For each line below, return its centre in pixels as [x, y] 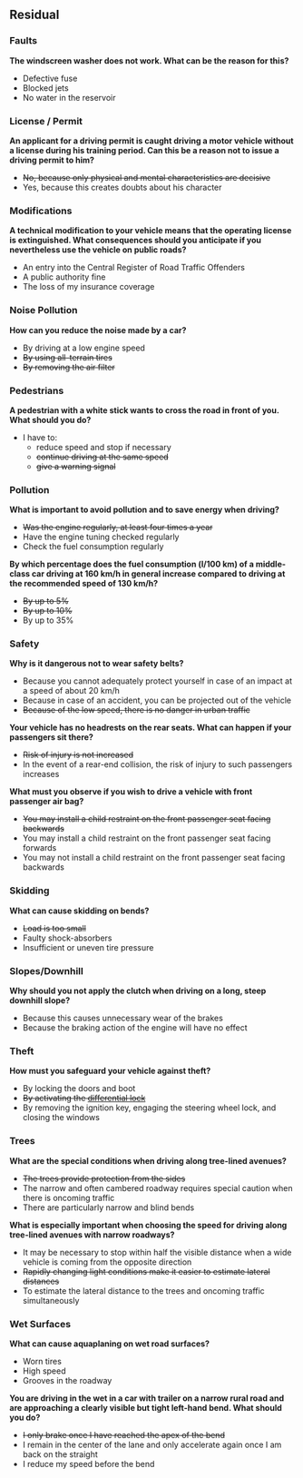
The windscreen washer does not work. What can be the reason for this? [149, 60]
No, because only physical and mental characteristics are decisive [146, 177]
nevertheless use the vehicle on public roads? [98, 250]
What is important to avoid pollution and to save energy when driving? [144, 510]
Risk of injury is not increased [78, 755]
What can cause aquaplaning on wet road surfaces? [110, 1344]
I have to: [39, 437]
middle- [271, 564]
